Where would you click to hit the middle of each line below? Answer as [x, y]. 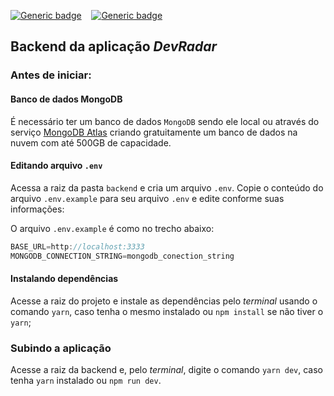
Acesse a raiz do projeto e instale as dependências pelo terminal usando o [164, 301]
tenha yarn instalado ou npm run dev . [86, 380]
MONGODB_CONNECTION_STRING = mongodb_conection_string [122, 256]
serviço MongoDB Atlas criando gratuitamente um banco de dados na [154, 132]
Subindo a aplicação [61, 348]
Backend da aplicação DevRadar [114, 46]
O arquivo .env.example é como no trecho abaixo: [112, 228]
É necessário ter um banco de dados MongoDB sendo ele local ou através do [165, 121]
